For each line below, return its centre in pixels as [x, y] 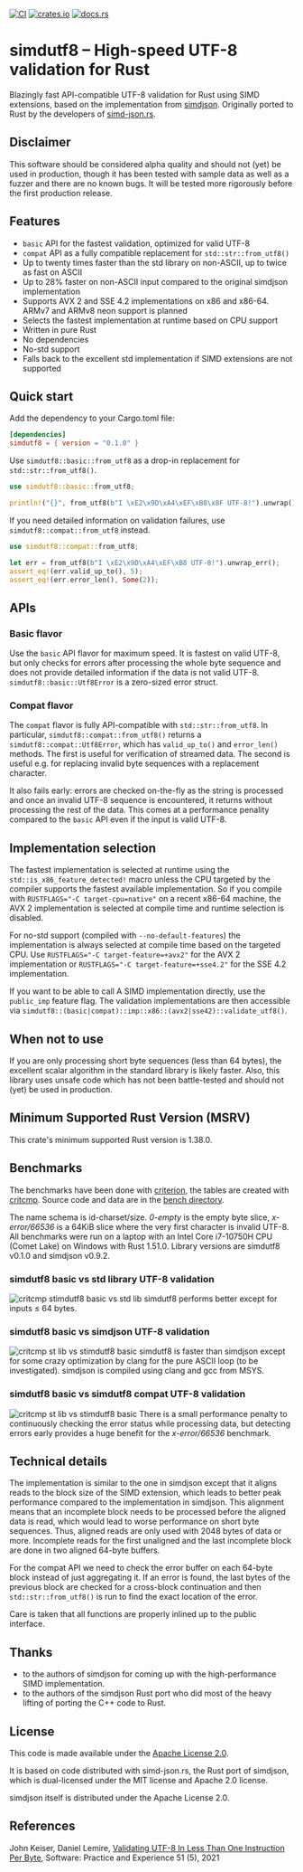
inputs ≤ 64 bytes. [43, 1308]
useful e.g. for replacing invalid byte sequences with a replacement [134, 763]
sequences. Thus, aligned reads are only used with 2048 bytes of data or [146, 1531]
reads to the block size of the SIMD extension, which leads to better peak [146, 1493]
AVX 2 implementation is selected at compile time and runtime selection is [147, 908]
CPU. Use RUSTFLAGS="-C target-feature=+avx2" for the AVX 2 [125, 955]
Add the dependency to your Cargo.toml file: [92, 418]
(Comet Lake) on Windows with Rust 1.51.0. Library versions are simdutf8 [145, 1246]
